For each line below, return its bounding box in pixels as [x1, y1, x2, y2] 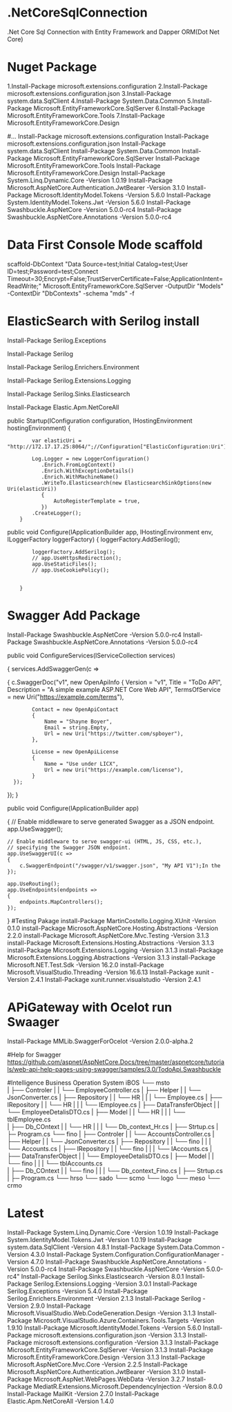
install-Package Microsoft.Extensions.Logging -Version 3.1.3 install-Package [7, 946, 224, 954]
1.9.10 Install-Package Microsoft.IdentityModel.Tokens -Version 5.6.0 [7, 1324, 202, 1332]
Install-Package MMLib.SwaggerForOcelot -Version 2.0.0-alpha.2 [7, 1037, 193, 1045]
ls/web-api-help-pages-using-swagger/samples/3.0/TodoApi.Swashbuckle [7, 1065, 222, 1073]
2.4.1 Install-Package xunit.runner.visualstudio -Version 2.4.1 [30, 975, 202, 983]
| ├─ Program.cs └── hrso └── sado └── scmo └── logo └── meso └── [7, 1174, 220, 1182]
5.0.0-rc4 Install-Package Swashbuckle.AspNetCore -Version [30, 1265, 205, 1273]
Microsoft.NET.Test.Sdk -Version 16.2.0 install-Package [7, 960, 164, 969]
